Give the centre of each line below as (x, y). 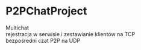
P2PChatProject (46, 11)
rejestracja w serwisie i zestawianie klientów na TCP (70, 34)
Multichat (17, 28)
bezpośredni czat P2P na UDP (43, 40)
